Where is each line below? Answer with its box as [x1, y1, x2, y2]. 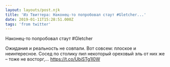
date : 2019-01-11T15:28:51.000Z [5, 17, 74, 22]
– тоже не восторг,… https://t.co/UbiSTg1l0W [5, 56, 100, 62]
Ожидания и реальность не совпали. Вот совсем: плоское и [5, 45, 136, 51]
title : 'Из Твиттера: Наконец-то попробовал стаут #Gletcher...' [5, 12, 146, 17]
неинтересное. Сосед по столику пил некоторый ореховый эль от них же [5, 51, 165, 57]
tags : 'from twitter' [5, 21, 51, 27]
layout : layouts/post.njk [5, 7, 60, 13]
